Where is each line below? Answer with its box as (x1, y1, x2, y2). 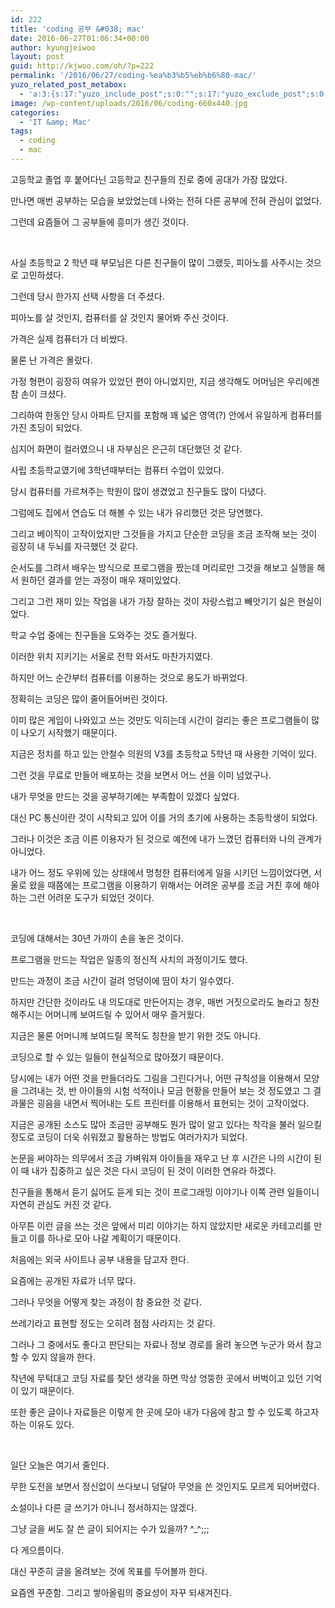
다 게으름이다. (10, 1544, 65, 1556)
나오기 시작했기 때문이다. (20, 726, 118, 738)
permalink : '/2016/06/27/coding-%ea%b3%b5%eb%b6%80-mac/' (10, 71, 257, 81)
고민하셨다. (20, 269, 65, 281)
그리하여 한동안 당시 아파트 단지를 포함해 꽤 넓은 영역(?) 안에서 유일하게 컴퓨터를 (10, 409, 323, 421)
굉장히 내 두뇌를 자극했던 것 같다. (10, 540, 139, 552)
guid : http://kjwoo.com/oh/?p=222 (10, 61, 155, 71)
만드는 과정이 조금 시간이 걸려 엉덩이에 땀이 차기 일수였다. (10, 974, 235, 986)
